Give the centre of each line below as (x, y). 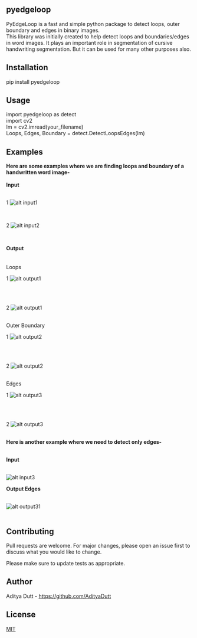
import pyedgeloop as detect (41, 114)
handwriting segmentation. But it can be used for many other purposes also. (99, 49)
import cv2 (19, 121)
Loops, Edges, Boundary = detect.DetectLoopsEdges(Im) (76, 133)
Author (19, 582)
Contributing (30, 531)
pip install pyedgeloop (33, 81)
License (21, 615)
